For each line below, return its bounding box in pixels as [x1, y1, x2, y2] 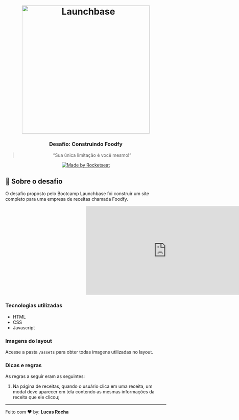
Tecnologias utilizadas [5, 302, 63, 309]
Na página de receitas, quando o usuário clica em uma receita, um [12, 383, 153, 389]
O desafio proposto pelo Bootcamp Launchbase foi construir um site [5, 191, 150, 197]
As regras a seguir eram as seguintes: [5, 373, 85, 380]
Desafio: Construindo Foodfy [49, 141, 123, 148]
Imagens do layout [5, 337, 52, 344]
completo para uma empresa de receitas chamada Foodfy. [5, 196, 129, 202]
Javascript [12, 324, 35, 330]
